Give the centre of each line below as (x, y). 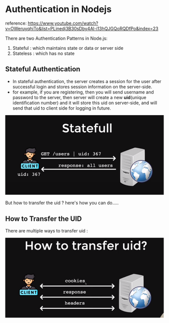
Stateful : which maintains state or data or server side (68, 48)
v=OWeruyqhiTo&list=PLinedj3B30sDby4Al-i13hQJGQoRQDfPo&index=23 (82, 28)
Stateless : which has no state (44, 53)
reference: (16, 23)
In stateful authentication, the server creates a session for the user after (87, 81)
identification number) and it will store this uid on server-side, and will (85, 103)
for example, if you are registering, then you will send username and (83, 92)
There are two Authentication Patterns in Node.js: (56, 38)
